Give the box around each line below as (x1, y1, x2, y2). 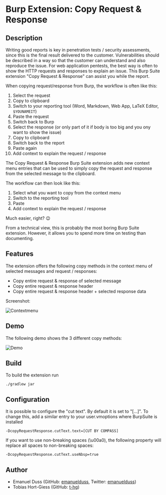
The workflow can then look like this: (5, 180, 81, 186)
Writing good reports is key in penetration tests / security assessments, (5, 47, 151, 53)
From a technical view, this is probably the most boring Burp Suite (5, 225, 140, 231)
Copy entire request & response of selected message (12, 278, 122, 284)
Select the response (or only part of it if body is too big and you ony (12, 124, 151, 130)
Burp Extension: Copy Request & (5, 3, 142, 15)
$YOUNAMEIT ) (12, 108, 37, 114)
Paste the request (12, 114, 49, 120)
